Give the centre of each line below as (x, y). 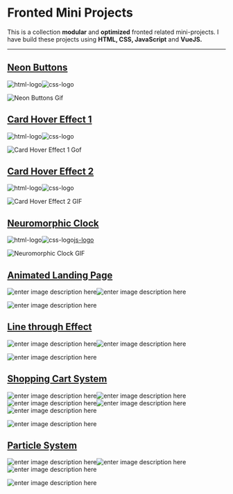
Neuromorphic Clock (53, 223)
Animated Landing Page (60, 275)
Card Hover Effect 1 (50, 120)
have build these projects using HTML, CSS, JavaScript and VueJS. (105, 39)
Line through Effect (50, 327)
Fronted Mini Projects (70, 13)
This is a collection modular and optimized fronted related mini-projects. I (113, 32)
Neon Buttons (37, 68)
